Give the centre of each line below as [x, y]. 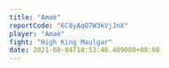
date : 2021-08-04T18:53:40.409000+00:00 [85, 50]
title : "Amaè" [35, 17]
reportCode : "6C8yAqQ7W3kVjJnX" [69, 26]
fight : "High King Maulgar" [61, 42]
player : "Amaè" [37, 34]
